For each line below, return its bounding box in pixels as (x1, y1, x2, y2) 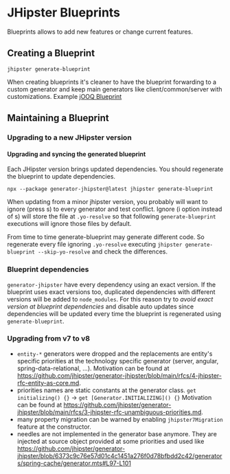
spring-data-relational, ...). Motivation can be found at (16, 364, 170, 372)
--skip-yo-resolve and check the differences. (37, 247, 168, 256)
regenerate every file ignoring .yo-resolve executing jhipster (7, 240, 183, 249)
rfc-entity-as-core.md (16, 379, 80, 387)
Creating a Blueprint (7, 47, 95, 59)
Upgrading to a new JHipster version (7, 133, 132, 142)
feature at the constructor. (16, 422, 91, 431)
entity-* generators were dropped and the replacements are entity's (16, 349, 213, 358)
